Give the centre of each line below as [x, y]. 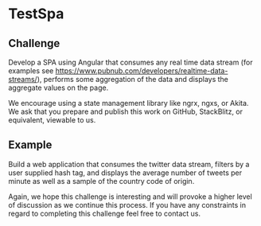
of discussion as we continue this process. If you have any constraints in [127, 205]
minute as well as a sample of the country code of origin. [101, 181]
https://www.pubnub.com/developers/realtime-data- [142, 71]
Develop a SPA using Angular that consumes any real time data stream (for [130, 62]
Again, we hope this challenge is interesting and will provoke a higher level [130, 197]
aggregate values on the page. [58, 88]
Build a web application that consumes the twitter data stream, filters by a [129, 164]
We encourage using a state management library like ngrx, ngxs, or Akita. [129, 103]
